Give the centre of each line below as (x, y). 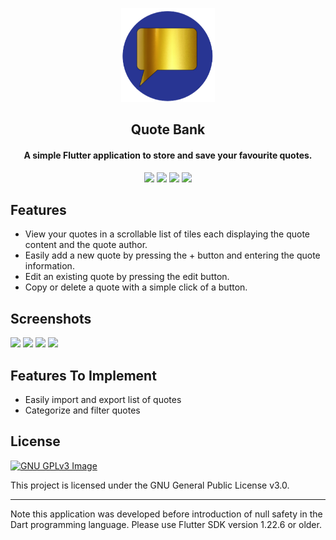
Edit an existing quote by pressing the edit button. (127, 277)
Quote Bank (168, 129)
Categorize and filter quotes (82, 410)
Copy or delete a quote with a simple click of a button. (136, 287)
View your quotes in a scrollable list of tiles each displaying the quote (167, 234)
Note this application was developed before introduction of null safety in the (166, 514)
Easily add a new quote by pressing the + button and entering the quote (172, 255)
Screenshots (51, 318)
